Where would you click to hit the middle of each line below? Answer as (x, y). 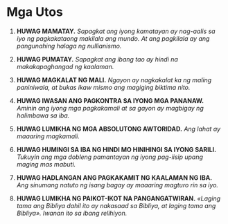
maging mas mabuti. (46, 164)
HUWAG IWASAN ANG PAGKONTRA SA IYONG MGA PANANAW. (110, 100)
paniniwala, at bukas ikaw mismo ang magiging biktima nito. (103, 87)
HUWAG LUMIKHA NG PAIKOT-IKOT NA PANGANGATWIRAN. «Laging (119, 198)
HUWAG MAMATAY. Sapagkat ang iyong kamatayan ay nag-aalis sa (116, 31)
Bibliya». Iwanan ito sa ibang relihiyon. (72, 213)
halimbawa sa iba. (43, 115)
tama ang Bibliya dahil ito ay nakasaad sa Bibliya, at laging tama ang (116, 205)
